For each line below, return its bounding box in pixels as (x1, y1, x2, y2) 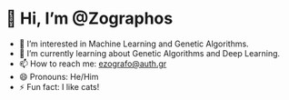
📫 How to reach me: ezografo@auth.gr (18, 58, 167, 69)
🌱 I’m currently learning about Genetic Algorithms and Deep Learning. (18, 47, 281, 58)
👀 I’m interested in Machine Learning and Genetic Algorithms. (18, 38, 249, 49)
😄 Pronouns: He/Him (18, 71, 99, 82)
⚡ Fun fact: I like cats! (18, 81, 100, 92)
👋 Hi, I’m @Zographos (5, 8, 174, 29)
